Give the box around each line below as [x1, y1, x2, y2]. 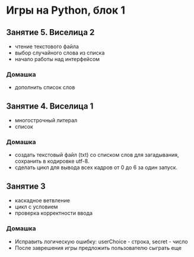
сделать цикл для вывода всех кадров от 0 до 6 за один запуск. [14, 164, 178, 171]
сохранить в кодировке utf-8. [14, 158, 90, 165]
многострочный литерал [14, 117, 78, 124]
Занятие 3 [6, 181, 46, 191]
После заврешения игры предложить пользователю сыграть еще [14, 244, 182, 251]
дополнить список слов [14, 84, 75, 91]
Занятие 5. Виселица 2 [6, 27, 95, 37]
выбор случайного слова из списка [14, 49, 105, 56]
